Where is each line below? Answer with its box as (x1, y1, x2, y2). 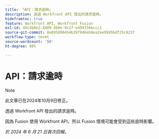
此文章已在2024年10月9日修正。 (5, 97, 70, 103)
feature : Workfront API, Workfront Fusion (5, 21, 93, 26)
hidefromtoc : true (5, 16, 43, 21)
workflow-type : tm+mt (5, 35, 50, 40)
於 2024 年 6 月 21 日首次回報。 (5, 129, 69, 135)
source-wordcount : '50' (5, 39, 54, 44)
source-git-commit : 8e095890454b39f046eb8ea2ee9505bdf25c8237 (5, 30, 135, 35)
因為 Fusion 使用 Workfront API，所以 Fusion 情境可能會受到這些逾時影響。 (5, 118, 157, 124)
